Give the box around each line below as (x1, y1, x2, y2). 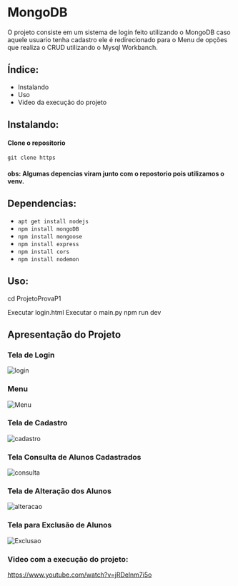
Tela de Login (7, 350, 55, 360)
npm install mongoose (17, 233, 82, 240)
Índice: (7, 64, 39, 76)
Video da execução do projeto (17, 98, 107, 106)
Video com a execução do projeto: (7, 554, 129, 564)
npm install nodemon (17, 256, 79, 263)
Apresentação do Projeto (7, 328, 122, 340)
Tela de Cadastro (7, 418, 68, 428)
